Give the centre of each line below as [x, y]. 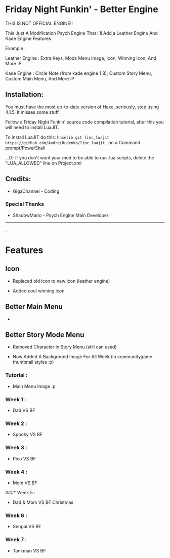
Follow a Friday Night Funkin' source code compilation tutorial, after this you [84, 122]
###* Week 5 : [20, 492]
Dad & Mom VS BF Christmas [43, 502]
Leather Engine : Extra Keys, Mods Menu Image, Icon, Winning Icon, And [81, 58]
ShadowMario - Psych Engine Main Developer [60, 215]
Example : [16, 48]
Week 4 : [16, 471]
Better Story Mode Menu [45, 335]
